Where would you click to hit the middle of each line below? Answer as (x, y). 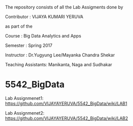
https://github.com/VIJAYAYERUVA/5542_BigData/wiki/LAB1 (66, 103)
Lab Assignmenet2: (25, 113)
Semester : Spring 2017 (29, 45)
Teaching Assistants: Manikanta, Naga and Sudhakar (59, 64)
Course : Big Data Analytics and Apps (43, 36)
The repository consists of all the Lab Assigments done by (64, 7)
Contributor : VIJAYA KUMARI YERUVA (44, 17)
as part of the (19, 26)
